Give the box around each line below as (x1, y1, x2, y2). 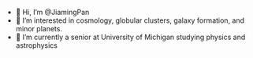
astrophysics (15, 41, 58, 50)
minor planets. (15, 24, 63, 33)
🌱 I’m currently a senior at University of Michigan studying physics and (15, 32, 246, 42)
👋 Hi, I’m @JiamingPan (15, 8, 90, 16)
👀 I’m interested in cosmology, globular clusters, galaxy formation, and (15, 16, 245, 25)
